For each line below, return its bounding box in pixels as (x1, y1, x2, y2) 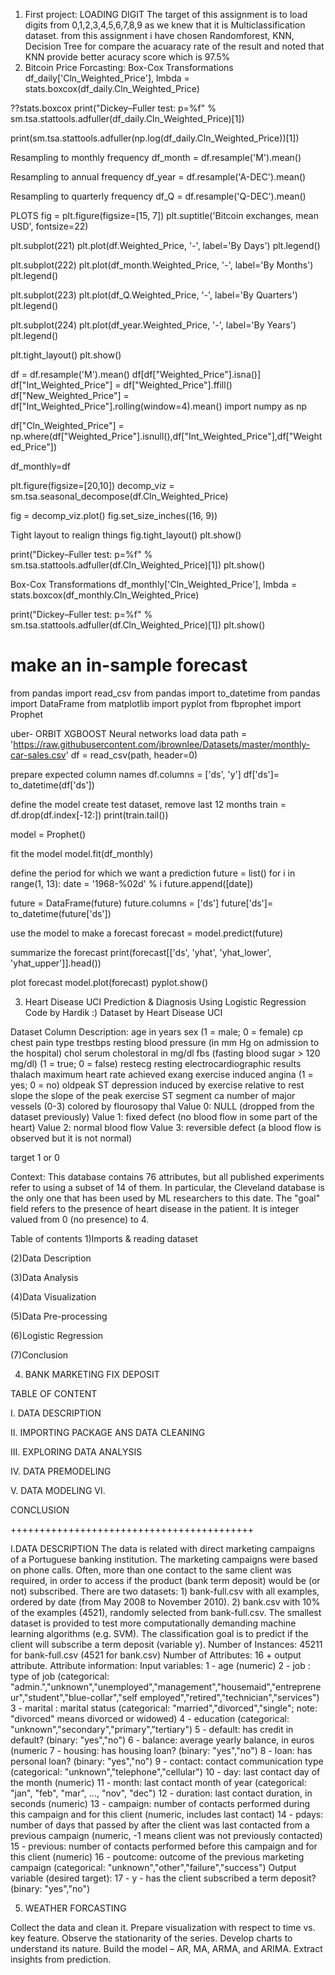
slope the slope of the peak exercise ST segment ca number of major (10, 1089, 296, 1101)
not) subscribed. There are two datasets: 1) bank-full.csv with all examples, (10, 1585, 320, 1597)
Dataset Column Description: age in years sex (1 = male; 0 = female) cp (10, 1025, 304, 1038)
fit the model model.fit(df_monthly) (10, 847, 154, 859)
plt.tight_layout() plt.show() (10, 349, 122, 361)
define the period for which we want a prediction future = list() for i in (10, 867, 296, 879)
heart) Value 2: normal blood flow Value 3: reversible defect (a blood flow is (10, 1121, 322, 1133)
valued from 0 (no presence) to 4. (10, 1213, 150, 1225)
